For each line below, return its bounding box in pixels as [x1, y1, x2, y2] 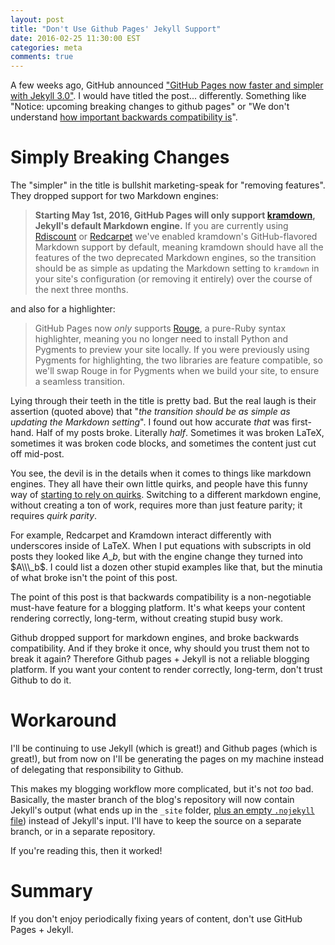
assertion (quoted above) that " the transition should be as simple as [10, 406, 291, 418]
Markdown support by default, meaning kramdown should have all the [34, 241, 324, 253]
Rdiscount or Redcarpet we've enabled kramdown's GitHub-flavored [34, 231, 318, 243]
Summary [10, 880, 93, 903]
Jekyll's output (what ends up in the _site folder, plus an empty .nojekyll [10, 804, 315, 816]
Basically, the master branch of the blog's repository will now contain [10, 794, 295, 805]
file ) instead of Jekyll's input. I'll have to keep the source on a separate [10, 815, 302, 826]
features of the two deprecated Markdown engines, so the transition [34, 252, 317, 264]
